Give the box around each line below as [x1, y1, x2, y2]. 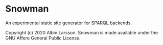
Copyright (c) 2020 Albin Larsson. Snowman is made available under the [5, 29, 158, 35]
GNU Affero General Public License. [5, 35, 81, 41]
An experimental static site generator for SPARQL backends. [5, 20, 132, 26]
